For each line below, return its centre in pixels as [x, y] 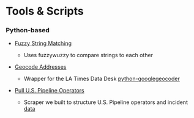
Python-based [28, 30]
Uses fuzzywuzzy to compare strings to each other [88, 55]
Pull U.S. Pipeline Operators [49, 91]
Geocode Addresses [40, 67]
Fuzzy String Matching [43, 43]
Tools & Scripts [45, 11]
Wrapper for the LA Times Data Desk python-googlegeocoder [102, 79]
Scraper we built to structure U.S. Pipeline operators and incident [106, 102]
